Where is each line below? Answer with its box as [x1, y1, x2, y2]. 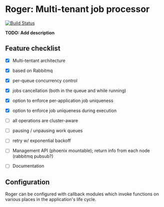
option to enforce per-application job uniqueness [12, 97, 113, 103]
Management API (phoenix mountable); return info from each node [12, 147, 150, 153]
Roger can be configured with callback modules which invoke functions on [5, 191, 159, 197]
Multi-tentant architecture [12, 57, 66, 63]
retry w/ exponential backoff [12, 137, 71, 143]
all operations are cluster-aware [12, 117, 78, 123]
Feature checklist [5, 44, 61, 53]
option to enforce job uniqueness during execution [12, 107, 116, 113]
